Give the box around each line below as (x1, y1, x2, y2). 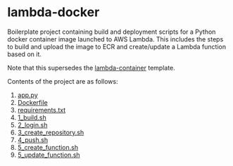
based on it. (7, 50, 42, 58)
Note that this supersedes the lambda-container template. (7, 63, 176, 72)
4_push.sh (17, 135, 48, 144)
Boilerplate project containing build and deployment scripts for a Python (7, 27, 216, 36)
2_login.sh (17, 120, 48, 129)
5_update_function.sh (17, 151, 80, 159)
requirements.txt (17, 106, 66, 114)
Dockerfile (17, 98, 48, 106)
